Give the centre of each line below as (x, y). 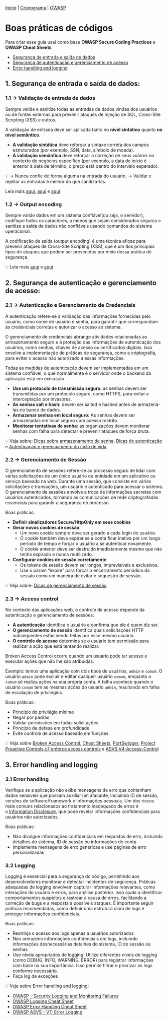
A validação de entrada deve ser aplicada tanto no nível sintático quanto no (84, 129)
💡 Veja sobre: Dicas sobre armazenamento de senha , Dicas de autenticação (84, 441)
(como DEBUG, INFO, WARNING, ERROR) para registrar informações (83, 960)
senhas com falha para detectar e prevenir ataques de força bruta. (81, 431)
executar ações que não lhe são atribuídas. (50, 661)
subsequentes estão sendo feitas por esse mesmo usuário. (73, 636)
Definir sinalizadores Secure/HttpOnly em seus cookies (72, 522)
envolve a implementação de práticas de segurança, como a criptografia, (81, 353)
